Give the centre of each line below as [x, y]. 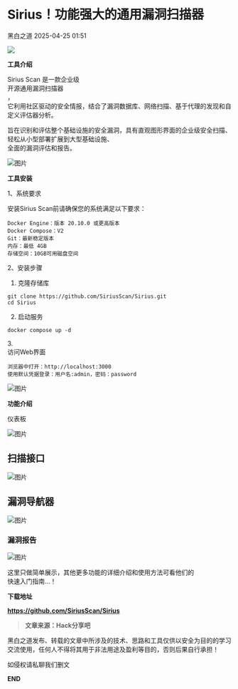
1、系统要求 [24, 193]
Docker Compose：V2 [36, 231]
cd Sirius [22, 302]
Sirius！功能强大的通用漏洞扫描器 [106, 15]
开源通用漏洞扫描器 [36, 88]
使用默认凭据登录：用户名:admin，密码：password [72, 374]
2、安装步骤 [25, 267]
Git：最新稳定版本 [31, 238]
